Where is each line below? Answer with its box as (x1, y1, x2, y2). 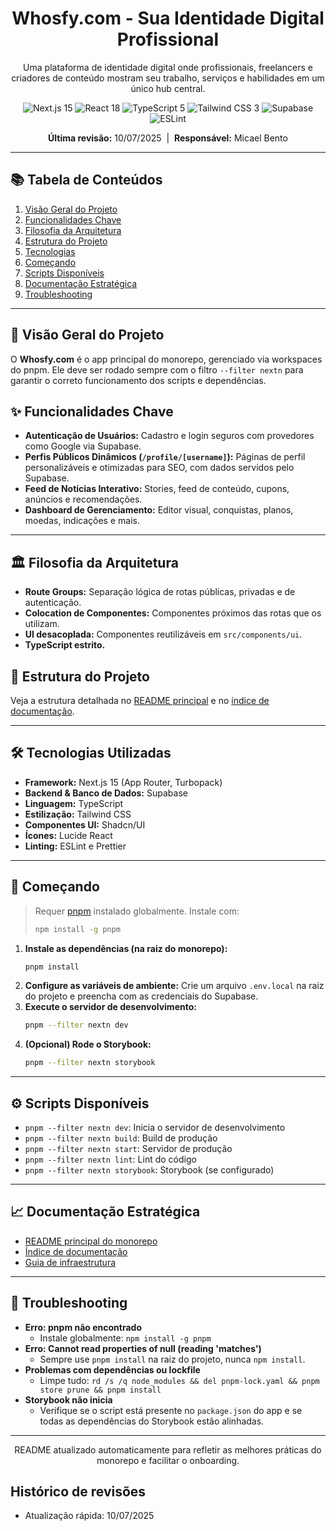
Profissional (116, 28, 220, 51)
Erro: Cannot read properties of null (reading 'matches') (24, 1342, 262, 1354)
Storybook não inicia (24, 1393, 113, 1406)
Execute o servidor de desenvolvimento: (24, 1001, 197, 1013)
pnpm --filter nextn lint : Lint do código (24, 1153, 197, 1165)
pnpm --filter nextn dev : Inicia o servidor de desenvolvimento (24, 1121, 286, 1133)
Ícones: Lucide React (24, 829, 113, 841)
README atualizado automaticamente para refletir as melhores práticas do (14, 1443, 322, 1456)
